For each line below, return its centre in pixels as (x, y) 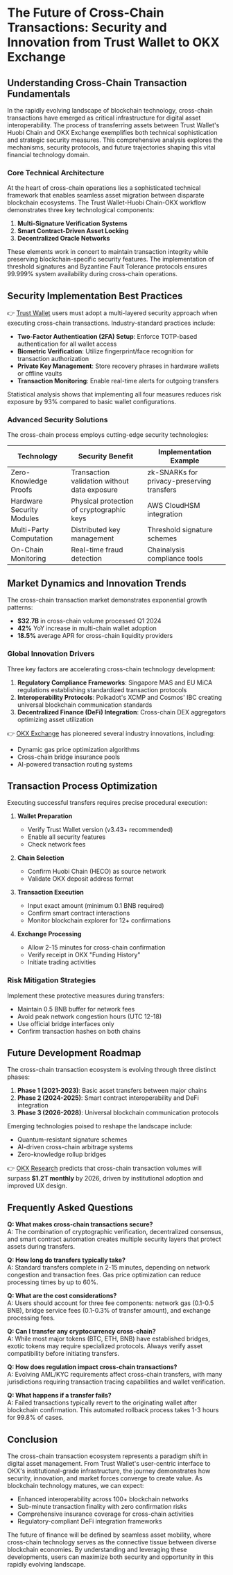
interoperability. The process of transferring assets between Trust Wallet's (113, 125)
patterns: (20, 607)
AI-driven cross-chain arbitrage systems (75, 1147)
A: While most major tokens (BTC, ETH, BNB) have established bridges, (109, 1339)
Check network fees (57, 845)
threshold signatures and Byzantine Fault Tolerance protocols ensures (107, 266)
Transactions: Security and (87, 27)
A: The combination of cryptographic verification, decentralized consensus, (115, 1232)
